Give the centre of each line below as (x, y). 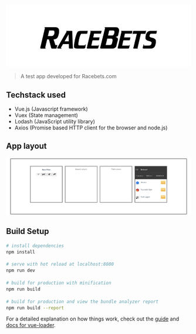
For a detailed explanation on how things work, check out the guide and (93, 319)
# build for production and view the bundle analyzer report (82, 302)
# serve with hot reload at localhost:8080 (60, 264)
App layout (26, 146)
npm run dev (21, 270)
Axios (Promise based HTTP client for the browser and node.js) (91, 128)
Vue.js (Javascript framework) (51, 109)
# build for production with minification (59, 283)
